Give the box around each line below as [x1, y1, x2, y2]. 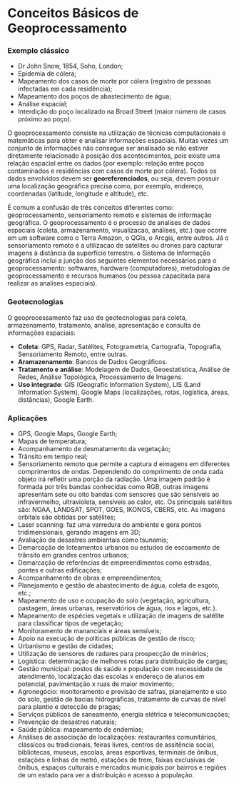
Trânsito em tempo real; [17, 452, 88, 461]
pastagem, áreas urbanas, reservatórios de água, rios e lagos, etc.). [17, 604, 218, 613]
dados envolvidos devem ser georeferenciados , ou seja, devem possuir [7, 174, 220, 183]
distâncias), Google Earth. [17, 395, 94, 404]
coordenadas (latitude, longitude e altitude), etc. [7, 189, 149, 198]
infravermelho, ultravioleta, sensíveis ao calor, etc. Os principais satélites [17, 498, 233, 506]
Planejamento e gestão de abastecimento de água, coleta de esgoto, [17, 581, 220, 590]
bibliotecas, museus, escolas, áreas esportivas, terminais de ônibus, [17, 748, 219, 757]
